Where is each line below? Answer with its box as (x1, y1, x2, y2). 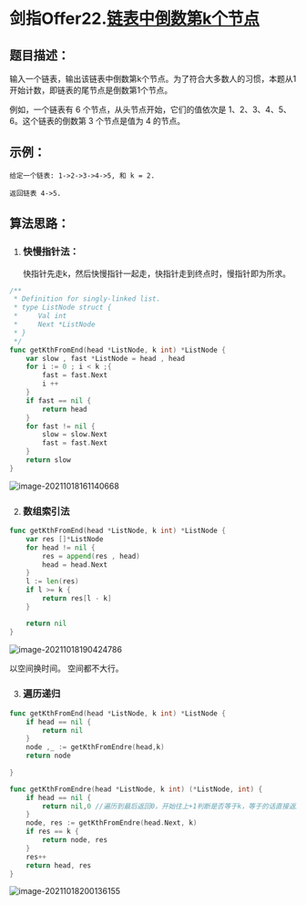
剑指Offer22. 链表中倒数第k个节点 (9, 8, 260, 29)
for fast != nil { (25, 421, 96, 431)
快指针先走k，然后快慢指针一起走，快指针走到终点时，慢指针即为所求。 (22, 268, 291, 279)
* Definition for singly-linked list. (13, 294, 161, 303)
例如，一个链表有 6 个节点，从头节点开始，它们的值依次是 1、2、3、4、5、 (9, 104, 291, 115)
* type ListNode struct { (13, 303, 112, 313)
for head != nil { (25, 543, 96, 552)
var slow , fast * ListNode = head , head (25, 354, 185, 363)
